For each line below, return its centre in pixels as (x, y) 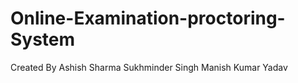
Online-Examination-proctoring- (148, 18)
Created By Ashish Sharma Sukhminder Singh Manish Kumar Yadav (149, 67)
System (43, 39)
